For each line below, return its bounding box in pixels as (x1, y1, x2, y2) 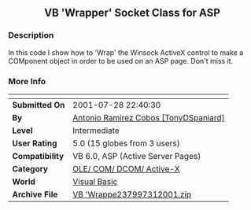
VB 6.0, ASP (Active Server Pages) (72, 150, 201, 161)
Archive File (12, 189, 58, 200)
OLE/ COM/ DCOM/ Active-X (72, 163, 181, 174)
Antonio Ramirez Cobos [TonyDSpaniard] (72, 112, 226, 123)
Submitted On (12, 99, 65, 110)
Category (12, 163, 49, 174)
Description (8, 30, 54, 41)
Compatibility (12, 150, 65, 161)
